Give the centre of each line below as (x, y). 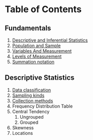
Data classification (32, 90)
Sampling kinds (28, 95)
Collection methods (33, 100)
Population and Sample (36, 46)
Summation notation (33, 62)
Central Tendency (31, 111)
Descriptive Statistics (40, 78)
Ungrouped (32, 117)
